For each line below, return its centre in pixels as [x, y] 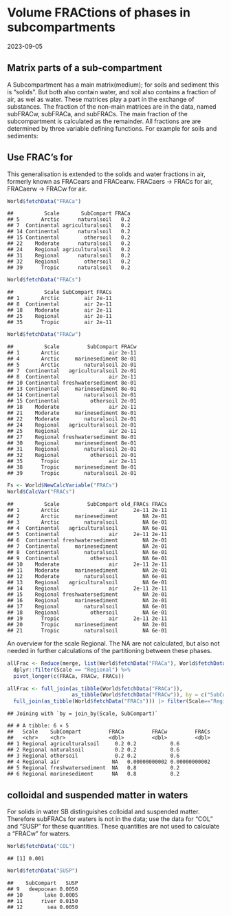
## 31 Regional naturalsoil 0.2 [69, 256]
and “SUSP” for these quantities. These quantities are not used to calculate [113, 826]
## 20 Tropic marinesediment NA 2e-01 [87, 624]
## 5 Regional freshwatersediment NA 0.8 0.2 [93, 768]
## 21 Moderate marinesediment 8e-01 [72, 413]
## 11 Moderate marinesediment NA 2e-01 [87, 570]
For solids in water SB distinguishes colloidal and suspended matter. [104, 811]
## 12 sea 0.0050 [43, 907]
